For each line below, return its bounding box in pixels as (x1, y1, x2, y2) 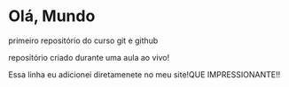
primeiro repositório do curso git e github (8, 35, 159, 46)
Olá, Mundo (8, 6, 96, 26)
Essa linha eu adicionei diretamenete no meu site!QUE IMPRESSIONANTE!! (8, 69, 281, 80)
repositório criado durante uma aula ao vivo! (8, 52, 170, 62)
